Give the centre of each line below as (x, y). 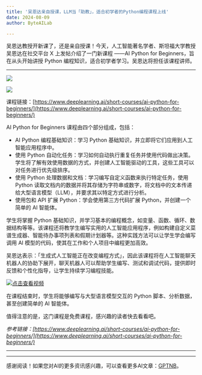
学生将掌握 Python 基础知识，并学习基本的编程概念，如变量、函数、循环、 (98, 220)
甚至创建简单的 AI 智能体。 (39, 304)
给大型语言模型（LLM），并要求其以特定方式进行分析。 (82, 193)
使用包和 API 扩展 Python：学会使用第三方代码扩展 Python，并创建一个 (103, 200)
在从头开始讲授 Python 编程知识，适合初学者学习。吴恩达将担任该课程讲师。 (101, 61)
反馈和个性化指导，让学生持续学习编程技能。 (62, 271)
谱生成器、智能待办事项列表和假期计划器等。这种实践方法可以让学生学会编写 (101, 235)
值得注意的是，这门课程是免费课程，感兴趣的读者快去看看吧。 (83, 316)
